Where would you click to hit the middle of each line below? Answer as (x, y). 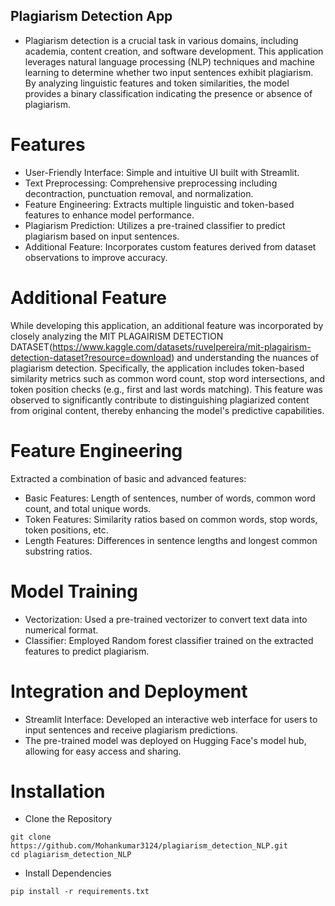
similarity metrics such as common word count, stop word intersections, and (168, 378)
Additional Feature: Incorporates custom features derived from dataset (170, 246)
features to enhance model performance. (109, 215)
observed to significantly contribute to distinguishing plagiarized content (160, 400)
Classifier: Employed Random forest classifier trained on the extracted (169, 640)
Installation (58, 791)
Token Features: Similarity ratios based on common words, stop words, (171, 519)
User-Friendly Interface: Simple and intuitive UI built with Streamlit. (162, 172)
